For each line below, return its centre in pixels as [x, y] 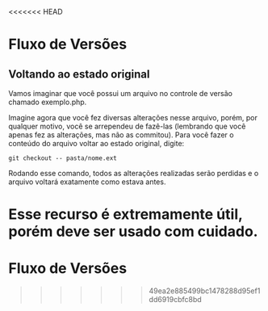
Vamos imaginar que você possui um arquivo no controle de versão [120, 93]
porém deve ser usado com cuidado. [133, 231]
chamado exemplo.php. [48, 102]
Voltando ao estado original [79, 74]
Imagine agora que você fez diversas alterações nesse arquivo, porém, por [133, 118]
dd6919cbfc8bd [175, 300]
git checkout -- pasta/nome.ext [63, 158]
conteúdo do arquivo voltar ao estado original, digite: [96, 143]
